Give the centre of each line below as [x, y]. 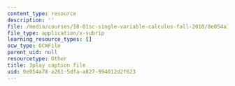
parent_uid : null [33, 53]
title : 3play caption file [47, 65]
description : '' [31, 20]
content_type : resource [42, 14]
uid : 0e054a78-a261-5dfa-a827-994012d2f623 [72, 71]
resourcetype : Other [37, 59]
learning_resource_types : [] [50, 40]
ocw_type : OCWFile [34, 46]
